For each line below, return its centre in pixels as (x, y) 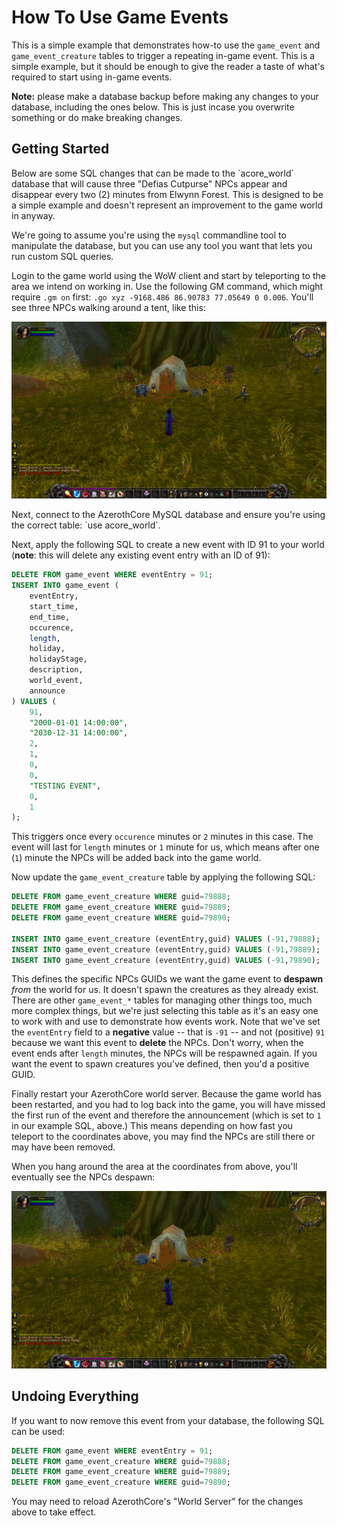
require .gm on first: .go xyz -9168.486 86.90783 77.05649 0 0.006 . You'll (162, 297)
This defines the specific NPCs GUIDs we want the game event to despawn (167, 979)
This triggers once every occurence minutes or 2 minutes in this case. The (162, 837)
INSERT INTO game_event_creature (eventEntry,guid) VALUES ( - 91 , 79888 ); (166, 939)
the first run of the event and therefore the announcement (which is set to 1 (166, 1115)
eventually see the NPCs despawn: (83, 1177)
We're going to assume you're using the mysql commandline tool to (149, 235)
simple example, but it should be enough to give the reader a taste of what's (168, 66)
